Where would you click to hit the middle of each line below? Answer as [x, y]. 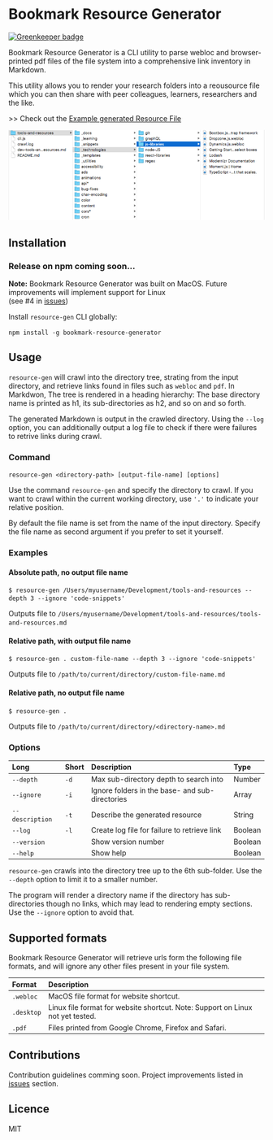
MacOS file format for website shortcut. [114, 996]
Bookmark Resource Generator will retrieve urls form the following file [125, 958]
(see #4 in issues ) [39, 301]
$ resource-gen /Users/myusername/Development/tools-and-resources [125, 590]
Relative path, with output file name [70, 641]
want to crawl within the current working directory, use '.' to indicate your [134, 499]
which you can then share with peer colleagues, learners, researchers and [133, 94]
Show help [108, 853]
